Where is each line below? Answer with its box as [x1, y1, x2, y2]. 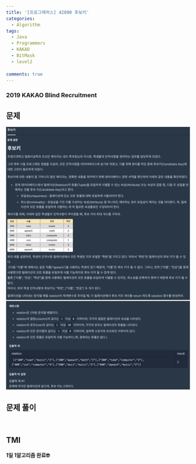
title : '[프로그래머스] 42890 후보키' [6, 9, 89, 15]
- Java [11, 34, 27, 40]
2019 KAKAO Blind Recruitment [6, 91, 97, 99]
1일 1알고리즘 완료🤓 [6, 451, 50, 459]
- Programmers [11, 40, 45, 46]
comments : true [6, 71, 43, 77]
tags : [6, 28, 19, 34]
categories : [6, 15, 35, 22]
